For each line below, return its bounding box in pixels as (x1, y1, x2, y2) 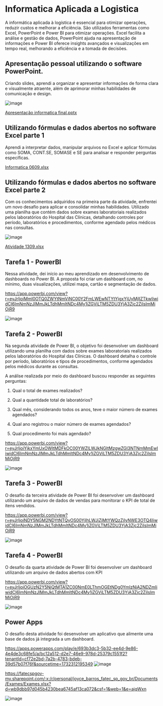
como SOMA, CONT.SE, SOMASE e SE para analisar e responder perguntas (5, 149, 157, 155)
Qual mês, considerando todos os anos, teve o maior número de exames (12, 407, 158, 412)
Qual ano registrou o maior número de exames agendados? (12, 421, 131, 427)
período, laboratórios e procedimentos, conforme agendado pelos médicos (5, 220, 156, 226)
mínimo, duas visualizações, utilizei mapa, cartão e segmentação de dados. (5, 281, 157, 287)
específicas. (5, 155, 30, 161)
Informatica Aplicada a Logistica (5, 3, 139, 15)
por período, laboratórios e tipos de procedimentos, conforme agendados (5, 358, 153, 364)
